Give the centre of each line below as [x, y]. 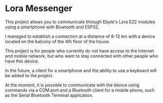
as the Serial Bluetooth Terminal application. [49, 95]
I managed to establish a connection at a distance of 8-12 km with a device [80, 36]
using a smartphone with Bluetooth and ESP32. [52, 27]
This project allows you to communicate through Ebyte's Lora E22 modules [80, 22]
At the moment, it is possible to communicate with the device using [72, 85]
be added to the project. [29, 75]
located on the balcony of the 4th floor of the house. [58, 41]
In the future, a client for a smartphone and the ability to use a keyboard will [81, 70]
